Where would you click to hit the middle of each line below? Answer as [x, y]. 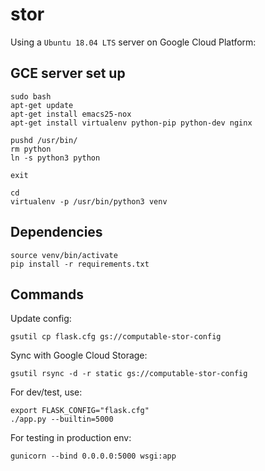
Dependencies [56, 232]
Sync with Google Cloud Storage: [79, 355]
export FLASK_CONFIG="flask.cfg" [80, 411]
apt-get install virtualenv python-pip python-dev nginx [131, 123]
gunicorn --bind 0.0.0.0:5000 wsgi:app [93, 456]
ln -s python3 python [55, 158]
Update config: [41, 319]
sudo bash [31, 96]
